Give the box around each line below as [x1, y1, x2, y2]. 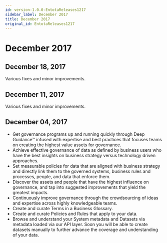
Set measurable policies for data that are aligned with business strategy [12, 163, 160, 169]
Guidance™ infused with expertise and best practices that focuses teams [12, 136, 162, 142]
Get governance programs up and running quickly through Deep [12, 131, 145, 137]
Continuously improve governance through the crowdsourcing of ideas [12, 195, 158, 201]
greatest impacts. [12, 189, 49, 195]
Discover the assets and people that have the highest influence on [12, 179, 149, 185]
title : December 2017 [5, 16, 50, 21]
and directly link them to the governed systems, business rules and [12, 168, 151, 174]
